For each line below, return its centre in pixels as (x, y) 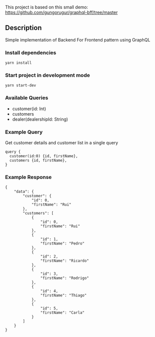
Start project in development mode (47, 75)
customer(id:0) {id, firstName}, (44, 156)
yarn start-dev (21, 85)
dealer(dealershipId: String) (40, 119)
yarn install (18, 63)
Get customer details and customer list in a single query (62, 143)
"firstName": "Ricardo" (65, 261)
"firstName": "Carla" (62, 313)
